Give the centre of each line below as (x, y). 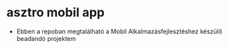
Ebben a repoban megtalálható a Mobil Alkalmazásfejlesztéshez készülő (119, 31)
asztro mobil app (56, 13)
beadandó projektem (46, 38)
